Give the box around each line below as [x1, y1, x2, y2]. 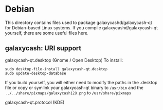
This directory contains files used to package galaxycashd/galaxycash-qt [5, 20, 152, 25]
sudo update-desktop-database [5, 71, 67, 76]
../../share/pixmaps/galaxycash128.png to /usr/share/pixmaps [5, 89, 131, 96]
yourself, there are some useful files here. [5, 30, 89, 36]
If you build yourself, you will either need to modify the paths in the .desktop [5, 79, 158, 85]
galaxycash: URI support [5, 44, 82, 52]
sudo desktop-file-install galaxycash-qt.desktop [5, 66, 108, 71]
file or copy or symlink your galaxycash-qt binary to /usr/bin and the [5, 85, 144, 90]
